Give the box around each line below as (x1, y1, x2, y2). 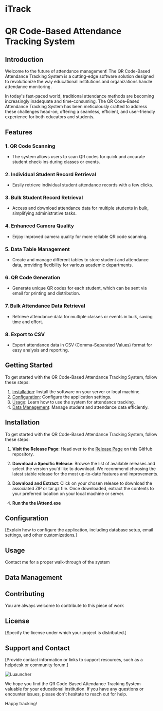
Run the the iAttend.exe (12, 500, 61, 506)
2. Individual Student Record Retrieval (5, 171, 96, 178)
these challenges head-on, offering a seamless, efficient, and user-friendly (5, 109, 156, 115)
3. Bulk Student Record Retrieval (5, 194, 83, 201)
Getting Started (5, 361, 53, 369)
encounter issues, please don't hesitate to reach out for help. (5, 691, 127, 697)
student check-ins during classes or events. (12, 159, 100, 164)
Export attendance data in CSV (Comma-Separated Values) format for (12, 342, 152, 347)
